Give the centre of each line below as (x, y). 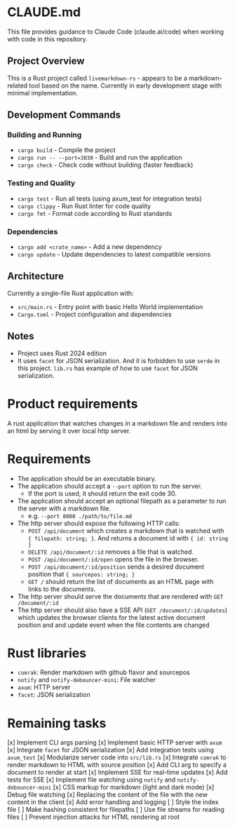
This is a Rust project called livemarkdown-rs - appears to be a (98, 78)
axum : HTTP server (44, 687)
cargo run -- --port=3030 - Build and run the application (100, 158)
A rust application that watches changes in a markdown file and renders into (117, 423)
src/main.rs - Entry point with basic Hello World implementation (110, 306)
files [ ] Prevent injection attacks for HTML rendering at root (94, 817)
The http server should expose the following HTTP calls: (99, 523)
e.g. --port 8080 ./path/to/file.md (80, 515)
